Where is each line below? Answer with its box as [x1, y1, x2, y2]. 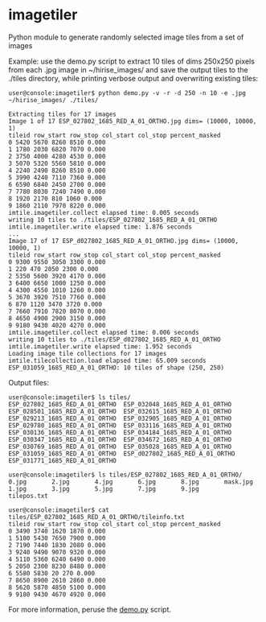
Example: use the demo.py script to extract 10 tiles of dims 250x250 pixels [8, 56, 256, 66]
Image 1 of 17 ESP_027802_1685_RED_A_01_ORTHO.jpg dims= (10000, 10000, [8, 117, 257, 126]
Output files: [8, 377, 50, 387]
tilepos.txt [8, 492, 48, 500]
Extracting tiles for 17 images [8, 110, 117, 118]
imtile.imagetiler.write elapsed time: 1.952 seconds [8, 342, 193, 351]
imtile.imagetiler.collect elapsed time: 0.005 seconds [8, 208, 199, 216]
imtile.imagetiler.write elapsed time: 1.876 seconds [8, 223, 193, 231]
